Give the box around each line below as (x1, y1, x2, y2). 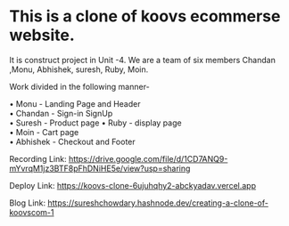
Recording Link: (9, 153, 67, 164)
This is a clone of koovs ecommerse (9, 6, 281, 27)
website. (9, 25, 76, 45)
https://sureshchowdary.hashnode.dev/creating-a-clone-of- (47, 198, 269, 208)
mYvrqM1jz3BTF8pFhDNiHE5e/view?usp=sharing (9, 163, 191, 174)
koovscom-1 (9, 206, 54, 217)
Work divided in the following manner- (9, 81, 150, 92)
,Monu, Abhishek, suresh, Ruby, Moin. (9, 64, 149, 75)
